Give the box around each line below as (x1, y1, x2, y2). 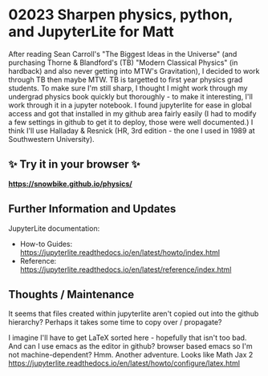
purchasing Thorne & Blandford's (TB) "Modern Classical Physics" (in (8, 58, 238, 67)
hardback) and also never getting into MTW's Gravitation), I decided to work (8, 66, 260, 75)
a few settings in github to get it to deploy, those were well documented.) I (8, 117, 254, 127)
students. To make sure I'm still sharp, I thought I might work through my (8, 83, 248, 93)
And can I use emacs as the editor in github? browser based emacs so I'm (8, 342, 253, 351)
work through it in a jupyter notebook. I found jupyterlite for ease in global (8, 100, 252, 110)
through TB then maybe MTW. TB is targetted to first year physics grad (8, 75, 243, 84)
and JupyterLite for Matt (8, 22, 174, 41)
